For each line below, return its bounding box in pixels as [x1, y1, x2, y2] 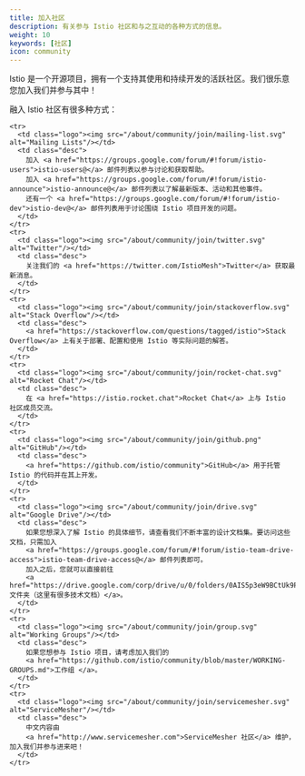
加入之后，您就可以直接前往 [25, 565, 114, 574]
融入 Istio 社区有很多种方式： [9, 104, 118, 115]
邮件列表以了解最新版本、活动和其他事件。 [131, 185, 267, 194]
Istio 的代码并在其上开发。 [9, 470, 102, 480]
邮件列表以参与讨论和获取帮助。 [106, 166, 209, 175]
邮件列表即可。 [159, 556, 208, 565]
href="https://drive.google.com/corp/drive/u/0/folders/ [9, 581, 230, 590]
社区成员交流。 [9, 404, 57, 413]
